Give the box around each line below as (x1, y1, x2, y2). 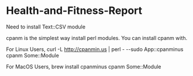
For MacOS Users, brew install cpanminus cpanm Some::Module (6, 63, 161, 70)
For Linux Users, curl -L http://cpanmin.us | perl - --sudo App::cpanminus (6, 45, 184, 53)
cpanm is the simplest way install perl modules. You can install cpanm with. (6, 34, 188, 41)
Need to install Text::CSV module (6, 23, 86, 30)
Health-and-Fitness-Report (6, 4, 143, 17)
